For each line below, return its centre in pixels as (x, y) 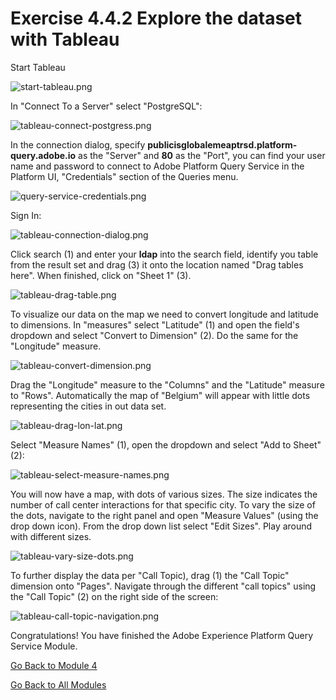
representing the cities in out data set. (88, 406)
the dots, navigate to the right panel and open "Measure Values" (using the (164, 515)
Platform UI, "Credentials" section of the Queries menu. (124, 176)
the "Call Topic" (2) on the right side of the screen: (114, 596)
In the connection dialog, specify (78, 144)
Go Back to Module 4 (54, 665)
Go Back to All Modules (58, 684)
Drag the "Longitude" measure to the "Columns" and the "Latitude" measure (167, 384)
